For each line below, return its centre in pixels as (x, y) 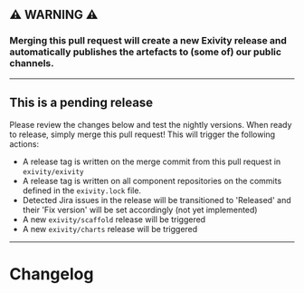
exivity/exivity (53, 171)
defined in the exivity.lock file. (82, 190)
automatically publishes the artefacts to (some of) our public (146, 52)
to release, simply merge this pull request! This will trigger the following (142, 134)
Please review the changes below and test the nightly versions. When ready (151, 124)
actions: (24, 143)
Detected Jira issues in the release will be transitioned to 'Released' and (157, 200)
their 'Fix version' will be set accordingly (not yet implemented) (140, 210)
